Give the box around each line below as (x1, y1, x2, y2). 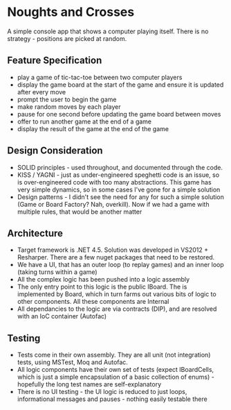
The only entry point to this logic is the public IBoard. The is (17, 282, 187, 291)
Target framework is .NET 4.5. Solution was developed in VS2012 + (17, 246, 209, 254)
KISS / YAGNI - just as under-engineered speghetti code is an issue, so (17, 171, 220, 179)
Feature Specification (7, 55, 102, 67)
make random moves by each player (17, 102, 121, 111)
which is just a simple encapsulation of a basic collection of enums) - (17, 373, 214, 382)
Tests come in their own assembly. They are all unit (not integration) (17, 351, 211, 359)
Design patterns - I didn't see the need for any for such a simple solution (17, 192, 225, 201)
